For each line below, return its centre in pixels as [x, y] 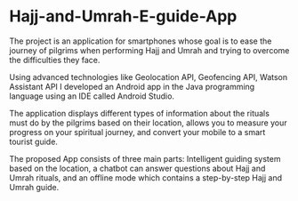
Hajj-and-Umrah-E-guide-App [123, 16]
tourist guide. [33, 141]
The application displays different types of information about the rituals [139, 113]
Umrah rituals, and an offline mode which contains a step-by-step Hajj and [146, 177]
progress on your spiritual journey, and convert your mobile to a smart [137, 132]
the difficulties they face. [55, 60]
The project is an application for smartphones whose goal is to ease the [141, 41]
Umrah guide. [34, 187]
